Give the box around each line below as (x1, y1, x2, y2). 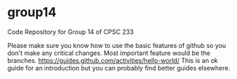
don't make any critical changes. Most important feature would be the (7, 49, 211, 57)
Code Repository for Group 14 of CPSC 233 (7, 28, 134, 36)
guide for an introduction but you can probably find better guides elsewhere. (7, 63, 231, 72)
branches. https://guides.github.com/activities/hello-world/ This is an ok (7, 56, 218, 64)
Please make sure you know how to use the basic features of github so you (7, 41, 226, 49)
